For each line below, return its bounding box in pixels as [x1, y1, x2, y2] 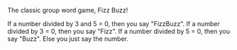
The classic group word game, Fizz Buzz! [7, 6, 128, 14]
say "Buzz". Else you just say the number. [7, 35, 129, 43]
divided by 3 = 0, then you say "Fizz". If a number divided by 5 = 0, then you [7, 27, 231, 35]
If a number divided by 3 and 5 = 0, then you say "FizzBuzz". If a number [7, 20, 220, 27]
